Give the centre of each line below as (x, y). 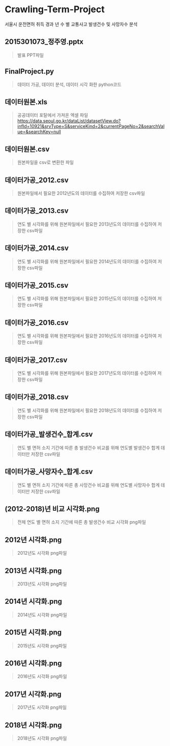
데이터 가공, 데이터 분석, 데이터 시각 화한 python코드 (69, 84)
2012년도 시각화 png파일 (42, 553)
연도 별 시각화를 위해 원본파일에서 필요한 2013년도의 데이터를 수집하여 (87, 224)
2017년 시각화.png (33, 694)
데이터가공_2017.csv (36, 360)
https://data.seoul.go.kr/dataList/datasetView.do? (69, 121)
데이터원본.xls (26, 102)
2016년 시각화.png (33, 663)
